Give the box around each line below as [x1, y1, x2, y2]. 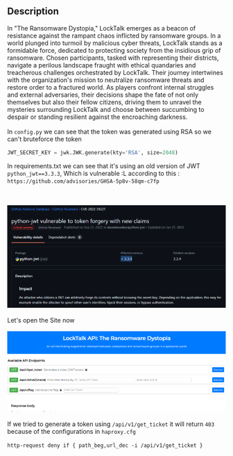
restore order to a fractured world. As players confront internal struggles [7, 83, 214, 91]
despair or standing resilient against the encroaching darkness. [7, 113, 188, 121]
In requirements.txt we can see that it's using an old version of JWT [7, 161, 201, 170]
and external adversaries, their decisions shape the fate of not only [7, 90, 199, 99]
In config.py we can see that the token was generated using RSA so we [7, 127, 212, 136]
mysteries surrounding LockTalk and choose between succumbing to [7, 105, 205, 113]
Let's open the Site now [7, 316, 75, 324]
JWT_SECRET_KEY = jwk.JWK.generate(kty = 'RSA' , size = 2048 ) [7, 149, 178, 156]
